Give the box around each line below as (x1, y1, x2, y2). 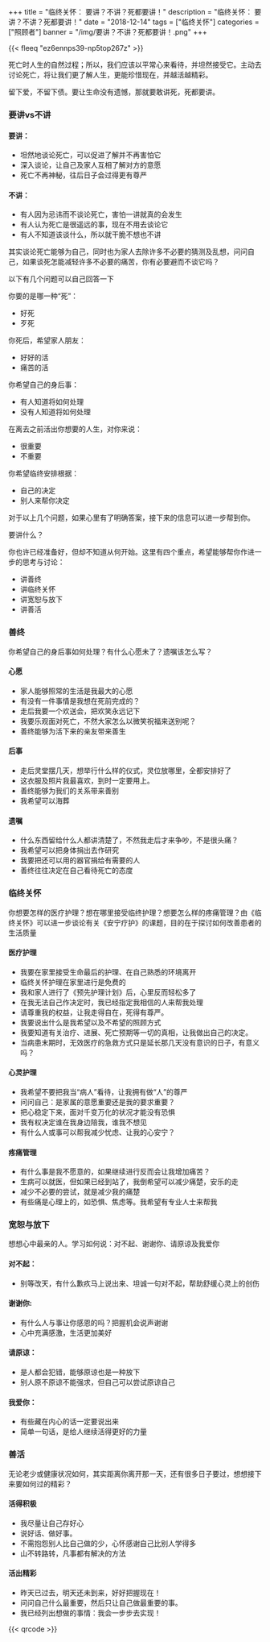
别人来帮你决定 (19, 496, 70, 505)
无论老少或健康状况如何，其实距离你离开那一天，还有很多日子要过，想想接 (8, 1469, 255, 1478)
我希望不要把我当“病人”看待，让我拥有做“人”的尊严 (19, 1087, 188, 1096)
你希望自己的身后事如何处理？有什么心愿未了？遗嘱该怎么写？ (8, 646, 213, 656)
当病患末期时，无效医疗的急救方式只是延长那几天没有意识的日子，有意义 (19, 1037, 260, 1047)
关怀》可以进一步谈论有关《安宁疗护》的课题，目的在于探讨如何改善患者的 (14, 917, 262, 927)
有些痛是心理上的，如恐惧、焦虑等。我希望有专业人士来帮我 (19, 1197, 218, 1207)
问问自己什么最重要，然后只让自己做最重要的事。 (19, 1598, 182, 1607)
